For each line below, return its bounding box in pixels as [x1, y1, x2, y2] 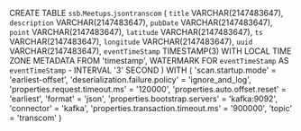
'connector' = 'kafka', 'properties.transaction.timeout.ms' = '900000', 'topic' [9, 103, 293, 113]
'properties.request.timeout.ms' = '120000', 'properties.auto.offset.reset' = [9, 84, 287, 94]
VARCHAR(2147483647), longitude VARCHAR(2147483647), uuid [9, 36, 253, 47]
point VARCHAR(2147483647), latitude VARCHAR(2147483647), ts [9, 27, 263, 37]
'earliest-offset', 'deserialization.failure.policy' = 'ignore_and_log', [9, 74, 251, 84]
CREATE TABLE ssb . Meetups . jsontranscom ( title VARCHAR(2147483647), [9, 8, 284, 18]
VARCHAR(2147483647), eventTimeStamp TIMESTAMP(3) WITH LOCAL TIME [9, 46, 292, 57]
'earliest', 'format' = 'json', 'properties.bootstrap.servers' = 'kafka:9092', [9, 93, 278, 104]
